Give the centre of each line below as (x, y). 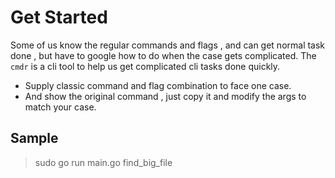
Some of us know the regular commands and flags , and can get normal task (168, 45)
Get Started (59, 17)
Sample (34, 138)
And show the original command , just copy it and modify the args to (165, 96)
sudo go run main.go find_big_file (103, 162)
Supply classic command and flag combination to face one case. (158, 85)
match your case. (60, 107)
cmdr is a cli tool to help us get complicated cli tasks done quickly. (145, 66)
